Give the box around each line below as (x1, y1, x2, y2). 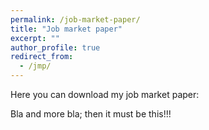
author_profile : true (10, 42, 101, 53)
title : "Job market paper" (10, 24, 123, 34)
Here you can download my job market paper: (10, 89, 200, 100)
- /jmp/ (19, 61, 52, 71)
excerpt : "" (10, 33, 60, 43)
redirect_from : (10, 52, 74, 62)
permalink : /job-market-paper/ (10, 14, 141, 25)
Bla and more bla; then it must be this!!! (10, 108, 172, 120)
